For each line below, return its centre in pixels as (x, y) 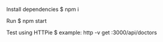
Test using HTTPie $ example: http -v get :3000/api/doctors (82, 32)
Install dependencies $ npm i (43, 9)
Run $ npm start (27, 21)
